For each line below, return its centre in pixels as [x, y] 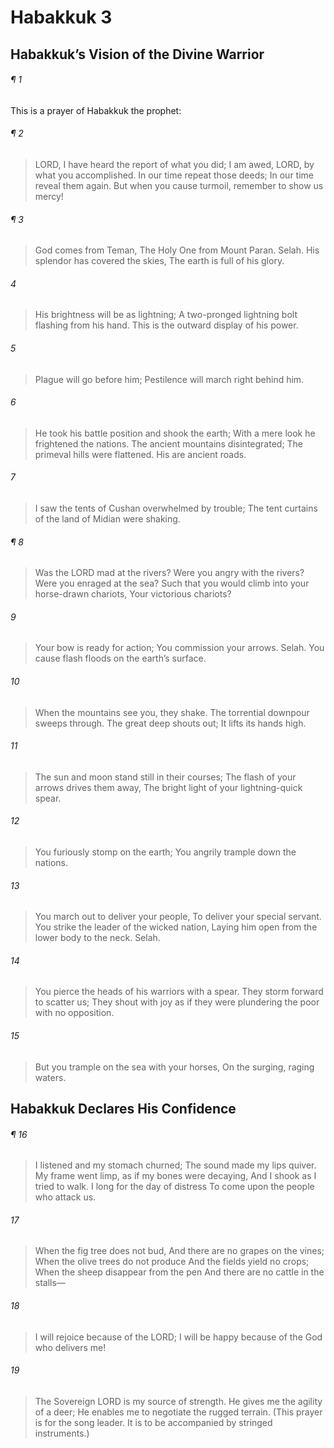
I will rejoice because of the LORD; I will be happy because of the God [178, 1337]
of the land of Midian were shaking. [107, 519]
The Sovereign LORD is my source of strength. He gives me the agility [178, 1401]
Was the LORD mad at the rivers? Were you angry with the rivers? [169, 573]
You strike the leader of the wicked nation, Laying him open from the [176, 927]
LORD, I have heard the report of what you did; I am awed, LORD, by [174, 164]
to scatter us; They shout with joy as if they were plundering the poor [177, 1002]
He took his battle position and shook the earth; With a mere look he [175, 433]
